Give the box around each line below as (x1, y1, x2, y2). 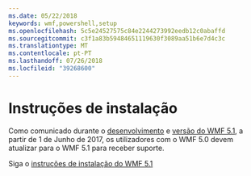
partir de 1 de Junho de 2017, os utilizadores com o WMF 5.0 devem (8, 134, 234, 144)
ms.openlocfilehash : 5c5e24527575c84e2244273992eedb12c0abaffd (8, 27, 226, 35)
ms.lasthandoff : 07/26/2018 (8, 57, 103, 65)
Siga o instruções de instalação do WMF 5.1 (8, 158, 153, 168)
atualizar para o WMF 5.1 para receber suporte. (8, 143, 165, 153)
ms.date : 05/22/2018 (8, 11, 78, 20)
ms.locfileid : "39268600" (8, 65, 95, 73)
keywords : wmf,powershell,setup (8, 19, 117, 27)
